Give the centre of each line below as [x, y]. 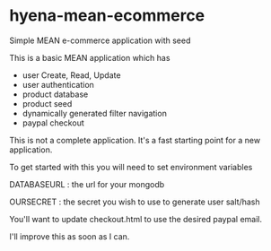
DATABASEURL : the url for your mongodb [87, 184]
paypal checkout [53, 123]
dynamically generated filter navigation [95, 113]
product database [55, 94]
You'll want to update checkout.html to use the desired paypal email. [136, 219]
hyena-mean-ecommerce [107, 16]
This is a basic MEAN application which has [90, 57]
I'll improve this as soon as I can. [70, 236]
